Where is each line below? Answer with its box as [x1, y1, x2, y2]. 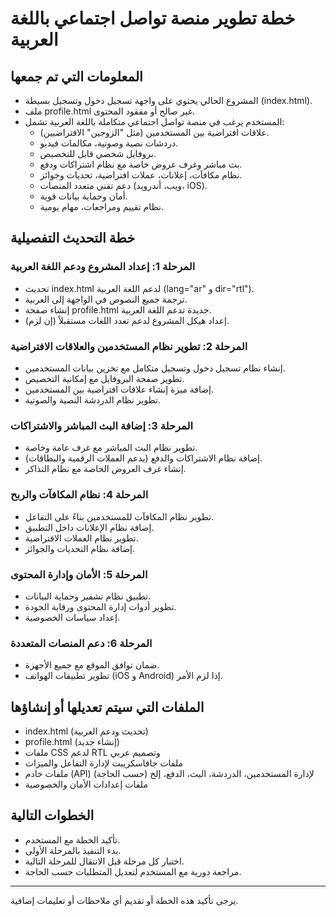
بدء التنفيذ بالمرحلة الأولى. [24, 844, 122, 856]
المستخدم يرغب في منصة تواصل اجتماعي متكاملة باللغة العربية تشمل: [24, 116, 285, 127]
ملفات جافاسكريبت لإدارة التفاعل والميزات [24, 757, 184, 769]
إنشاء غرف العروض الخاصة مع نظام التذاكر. [24, 463, 187, 475]
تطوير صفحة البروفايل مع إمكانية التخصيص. [24, 372, 185, 384]
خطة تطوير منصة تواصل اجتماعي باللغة [10, 7, 296, 30]
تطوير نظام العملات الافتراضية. [24, 532, 139, 544]
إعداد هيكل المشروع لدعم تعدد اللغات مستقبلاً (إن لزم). [24, 314, 230, 326]
